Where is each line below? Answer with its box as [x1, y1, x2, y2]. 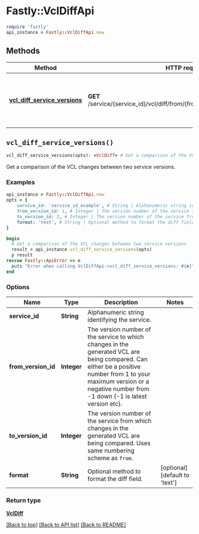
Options [6, 282, 30, 291]
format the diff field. [87, 475, 143, 483]
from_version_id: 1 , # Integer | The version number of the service [17, 208, 190, 215]
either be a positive [87, 363, 141, 371]
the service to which [87, 333, 144, 341]
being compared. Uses [87, 439, 151, 447]
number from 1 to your [87, 370, 151, 378]
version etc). [87, 400, 123, 408]
